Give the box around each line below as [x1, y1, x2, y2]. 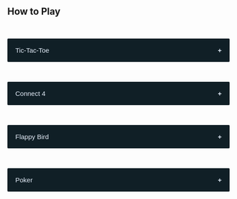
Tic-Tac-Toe [15, 46, 49, 54]
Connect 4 [15, 89, 46, 97]
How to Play [7, 6, 61, 18]
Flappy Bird [15, 132, 49, 140]
